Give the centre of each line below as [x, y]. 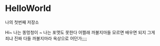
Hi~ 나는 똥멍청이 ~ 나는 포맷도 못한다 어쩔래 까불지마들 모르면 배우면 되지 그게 [80, 32]
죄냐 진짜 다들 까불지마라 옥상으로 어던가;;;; [46, 38]
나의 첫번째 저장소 [22, 22]
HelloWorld [28, 8]
